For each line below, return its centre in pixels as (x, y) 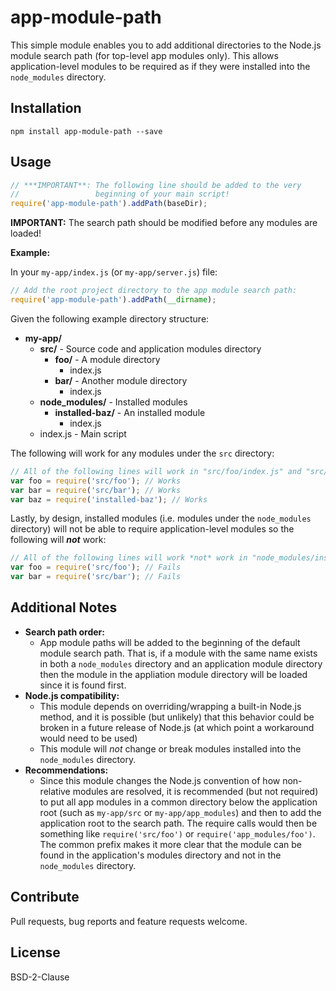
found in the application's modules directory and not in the (160, 855)
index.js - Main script (83, 433)
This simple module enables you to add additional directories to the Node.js (166, 45)
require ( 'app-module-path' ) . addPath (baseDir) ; (109, 204)
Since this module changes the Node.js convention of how (160, 780)
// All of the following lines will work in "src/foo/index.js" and (156, 471)
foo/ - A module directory (107, 359)
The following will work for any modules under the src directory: (142, 453)
